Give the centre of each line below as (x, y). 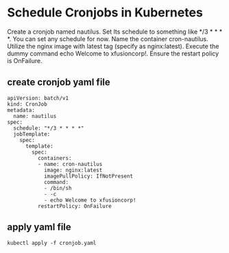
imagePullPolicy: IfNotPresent (88, 176)
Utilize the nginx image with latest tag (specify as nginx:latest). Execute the (113, 46)
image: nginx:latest (73, 170)
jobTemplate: (32, 134)
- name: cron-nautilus (70, 164)
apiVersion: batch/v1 (38, 98)
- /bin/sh (58, 188)
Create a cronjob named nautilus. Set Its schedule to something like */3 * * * (115, 32)
